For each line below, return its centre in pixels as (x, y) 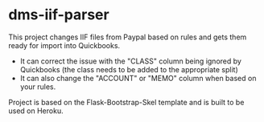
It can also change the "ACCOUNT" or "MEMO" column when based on (138, 78)
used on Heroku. (36, 111)
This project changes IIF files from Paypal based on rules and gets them (128, 37)
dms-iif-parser (59, 15)
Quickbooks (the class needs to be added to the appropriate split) (129, 69)
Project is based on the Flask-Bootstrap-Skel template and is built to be (126, 102)
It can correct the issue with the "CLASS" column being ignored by (130, 61)
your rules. (38, 87)
